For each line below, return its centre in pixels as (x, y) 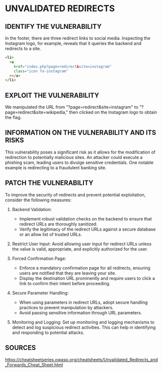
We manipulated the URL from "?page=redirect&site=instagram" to (72, 107)
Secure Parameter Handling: (40, 293)
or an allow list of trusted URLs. (51, 234)
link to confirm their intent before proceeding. (65, 283)
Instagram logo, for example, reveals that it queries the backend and (73, 43)
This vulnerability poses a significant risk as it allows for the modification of (80, 152)
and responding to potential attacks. (48, 333)
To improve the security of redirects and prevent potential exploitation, (75, 195)
